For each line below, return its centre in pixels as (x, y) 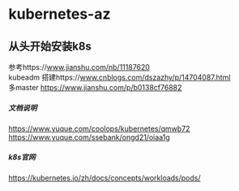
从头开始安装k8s (50, 46)
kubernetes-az (60, 14)
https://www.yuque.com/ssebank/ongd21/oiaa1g (89, 137)
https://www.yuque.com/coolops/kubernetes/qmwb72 (99, 128)
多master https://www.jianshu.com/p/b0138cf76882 (95, 87)
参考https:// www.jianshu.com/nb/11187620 (79, 67)
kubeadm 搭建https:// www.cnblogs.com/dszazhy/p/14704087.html (119, 77)
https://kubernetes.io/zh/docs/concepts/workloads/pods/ (105, 178)
